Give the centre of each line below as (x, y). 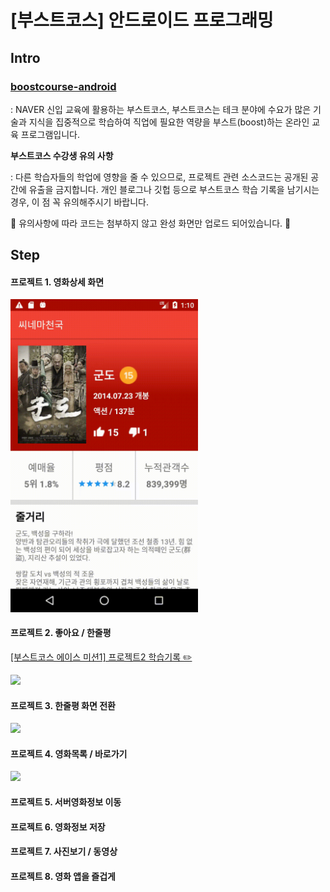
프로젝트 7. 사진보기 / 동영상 (64, 852)
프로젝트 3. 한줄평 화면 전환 (63, 705)
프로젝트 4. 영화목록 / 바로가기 (69, 753)
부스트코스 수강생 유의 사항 (62, 155)
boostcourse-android (63, 86)
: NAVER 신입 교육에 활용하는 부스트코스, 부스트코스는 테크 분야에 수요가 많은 (161, 109)
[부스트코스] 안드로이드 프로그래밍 (142, 20)
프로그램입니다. (50, 134)
